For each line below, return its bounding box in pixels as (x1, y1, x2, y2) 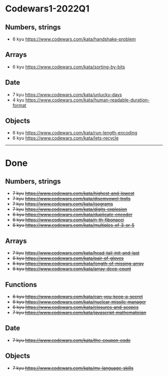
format (12, 102, 26, 108)
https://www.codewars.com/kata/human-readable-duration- (25, 97, 150, 103)
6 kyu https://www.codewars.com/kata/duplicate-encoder (12, 212, 132, 218)
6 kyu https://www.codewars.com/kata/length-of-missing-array (12, 261, 144, 267)
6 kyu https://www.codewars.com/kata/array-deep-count (12, 266, 131, 272)
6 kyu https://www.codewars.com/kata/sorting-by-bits (12, 63, 125, 70)
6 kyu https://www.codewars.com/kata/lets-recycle (12, 135, 119, 141)
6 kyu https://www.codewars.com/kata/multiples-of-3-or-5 (12, 222, 135, 228)
